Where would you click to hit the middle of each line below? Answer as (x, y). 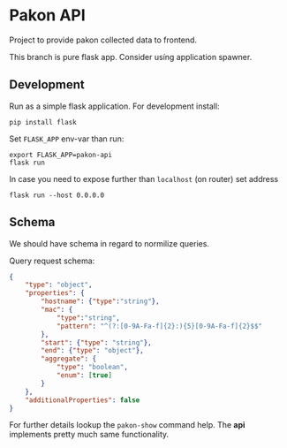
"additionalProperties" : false (83, 400)
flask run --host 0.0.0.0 (57, 195)
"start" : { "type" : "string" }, (96, 342)
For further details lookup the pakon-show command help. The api (127, 425)
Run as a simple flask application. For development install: (114, 106)
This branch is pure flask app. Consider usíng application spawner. (131, 57)
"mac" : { (57, 310)
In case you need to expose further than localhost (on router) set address (144, 178)
